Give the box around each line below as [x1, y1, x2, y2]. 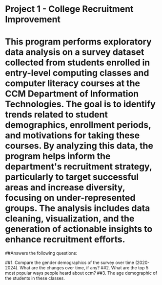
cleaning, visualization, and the [5, 213, 135, 224]
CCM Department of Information [5, 88, 139, 99]
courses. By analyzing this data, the [5, 141, 154, 151]
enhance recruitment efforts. [5, 234, 125, 245]
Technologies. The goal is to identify [5, 99, 156, 110]
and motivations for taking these [5, 130, 140, 141]
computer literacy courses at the [5, 78, 141, 89]
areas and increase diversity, [5, 182, 125, 193]
